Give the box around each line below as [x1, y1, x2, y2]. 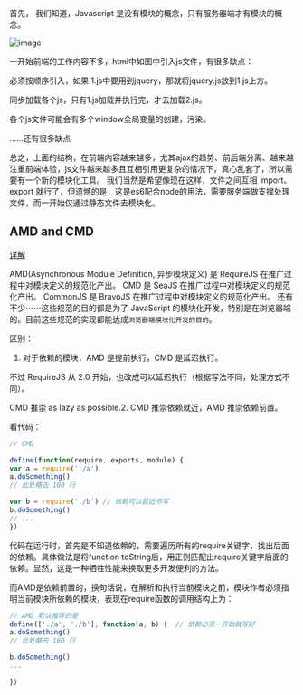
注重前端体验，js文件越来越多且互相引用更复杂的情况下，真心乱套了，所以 [9, 164, 285, 174]
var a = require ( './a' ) [9, 464, 99, 473]
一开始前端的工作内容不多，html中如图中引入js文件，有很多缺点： [9, 56, 254, 66]
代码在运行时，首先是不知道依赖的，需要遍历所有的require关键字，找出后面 [9, 539, 289, 550]
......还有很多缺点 [9, 133, 71, 143]
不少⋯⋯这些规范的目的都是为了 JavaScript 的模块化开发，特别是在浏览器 [9, 302, 284, 313]
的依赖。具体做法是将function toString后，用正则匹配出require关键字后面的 [9, 551, 289, 562]
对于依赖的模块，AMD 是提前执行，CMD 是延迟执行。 [22, 352, 223, 363]
